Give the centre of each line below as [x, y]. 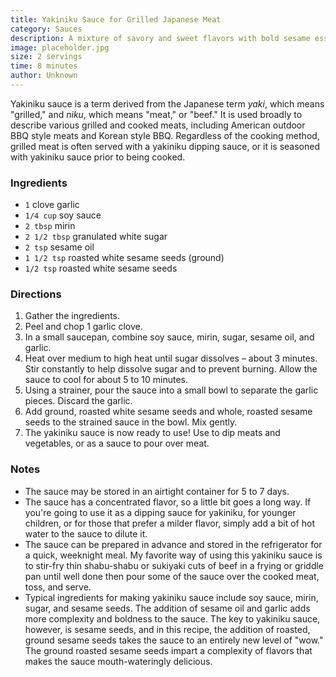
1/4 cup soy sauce [63, 215]
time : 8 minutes [44, 66]
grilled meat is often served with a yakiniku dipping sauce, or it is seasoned [165, 146]
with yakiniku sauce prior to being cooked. [98, 157]
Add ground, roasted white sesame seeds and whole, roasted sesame [168, 412]
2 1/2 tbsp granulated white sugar [96, 237]
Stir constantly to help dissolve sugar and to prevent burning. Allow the [171, 369]
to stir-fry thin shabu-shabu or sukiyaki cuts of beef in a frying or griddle [174, 565]
